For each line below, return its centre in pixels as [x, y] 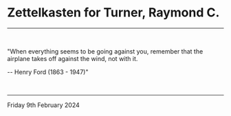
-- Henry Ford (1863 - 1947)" [48, 72]
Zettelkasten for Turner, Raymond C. [113, 13]
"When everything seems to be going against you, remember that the [105, 51]
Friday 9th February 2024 [44, 105]
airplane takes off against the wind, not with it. [73, 58]
